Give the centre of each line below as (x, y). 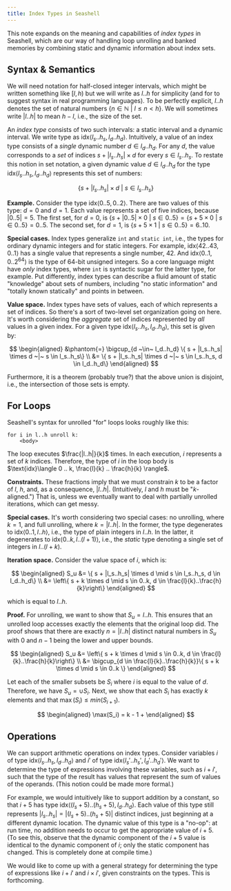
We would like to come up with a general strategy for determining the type (113, 865)
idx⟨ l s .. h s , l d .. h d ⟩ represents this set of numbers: (75, 174)
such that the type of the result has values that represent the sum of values (114, 777)
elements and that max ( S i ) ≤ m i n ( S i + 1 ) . (64, 700)
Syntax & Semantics (51, 70)
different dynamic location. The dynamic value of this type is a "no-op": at (112, 823)
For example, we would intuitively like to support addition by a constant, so (113, 798)
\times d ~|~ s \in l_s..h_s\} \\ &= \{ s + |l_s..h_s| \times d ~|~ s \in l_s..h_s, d (116, 356)
